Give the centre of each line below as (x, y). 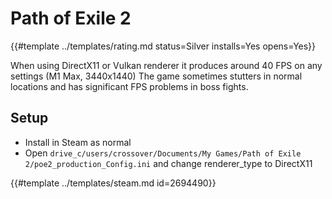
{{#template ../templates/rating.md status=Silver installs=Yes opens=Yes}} (163, 46)
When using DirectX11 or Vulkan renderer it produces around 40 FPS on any (166, 65)
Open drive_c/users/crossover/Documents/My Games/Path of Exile (163, 153)
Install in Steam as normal (78, 142)
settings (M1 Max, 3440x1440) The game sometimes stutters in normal (156, 76)
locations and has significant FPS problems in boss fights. (129, 86)
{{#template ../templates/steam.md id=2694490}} (113, 183)
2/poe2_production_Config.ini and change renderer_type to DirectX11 (168, 163)
